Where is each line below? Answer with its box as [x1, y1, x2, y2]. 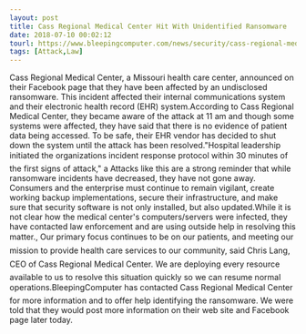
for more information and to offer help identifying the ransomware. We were [9, 295, 294, 306]
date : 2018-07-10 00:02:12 [9, 30, 112, 39]
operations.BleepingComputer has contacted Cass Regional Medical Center [9, 282, 293, 293]
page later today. [9, 315, 73, 326]
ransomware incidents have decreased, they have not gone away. [9, 173, 257, 184]
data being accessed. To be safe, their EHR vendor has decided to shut [9, 130, 277, 141]
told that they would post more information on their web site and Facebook [9, 305, 290, 316]
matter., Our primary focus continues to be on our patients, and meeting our [9, 231, 294, 242]
